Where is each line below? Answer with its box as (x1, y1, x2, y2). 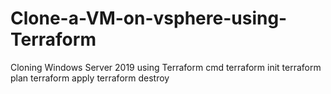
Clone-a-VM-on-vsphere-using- (10, 7, 288, 30)
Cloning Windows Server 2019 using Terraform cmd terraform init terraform (10, 61, 322, 73)
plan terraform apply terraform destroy (10, 72, 170, 84)
